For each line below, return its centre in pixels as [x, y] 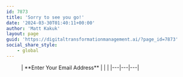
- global [28, 51]
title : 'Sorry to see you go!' [45, 17]
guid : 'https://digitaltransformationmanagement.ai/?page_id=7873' [92, 39]
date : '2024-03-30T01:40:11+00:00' [51, 23]
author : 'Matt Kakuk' [33, 28]
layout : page [22, 34]
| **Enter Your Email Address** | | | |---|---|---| [80, 67]
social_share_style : [32, 45]
